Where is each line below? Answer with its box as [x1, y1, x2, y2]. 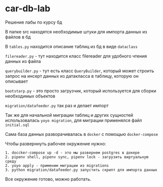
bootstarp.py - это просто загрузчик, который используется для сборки [5, 88, 157, 93]
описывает [5, 78, 28, 84]
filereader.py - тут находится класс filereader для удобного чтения [5, 53, 147, 59]
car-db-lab [5, 3, 51, 14]
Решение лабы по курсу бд [5, 19, 63, 25]
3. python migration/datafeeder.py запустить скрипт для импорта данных [5, 167, 158, 172]
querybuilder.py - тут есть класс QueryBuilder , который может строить [5, 67, 154, 74]
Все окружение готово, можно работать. [5, 176, 92, 182]
